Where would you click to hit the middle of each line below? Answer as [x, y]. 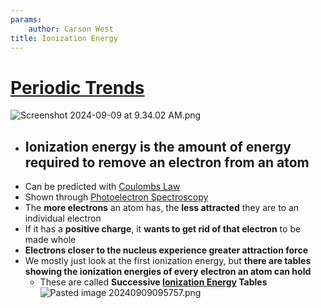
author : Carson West [71, 29]
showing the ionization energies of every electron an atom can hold [168, 272]
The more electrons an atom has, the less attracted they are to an [162, 208]
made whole [50, 240]
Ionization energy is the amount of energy [158, 146]
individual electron [63, 218]
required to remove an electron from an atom [167, 162]
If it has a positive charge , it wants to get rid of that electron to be [163, 229]
